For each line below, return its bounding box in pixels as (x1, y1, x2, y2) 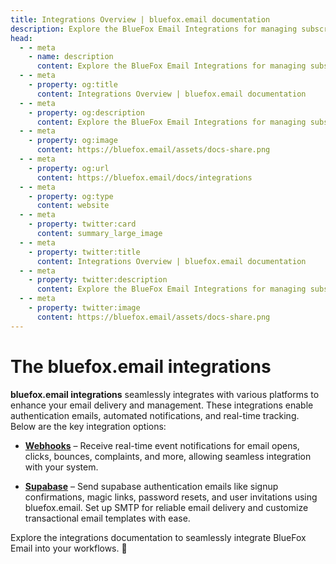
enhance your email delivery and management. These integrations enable (10, 399, 314, 411)
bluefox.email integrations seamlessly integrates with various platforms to (10, 388, 320, 400)
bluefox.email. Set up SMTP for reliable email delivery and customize (24, 501, 309, 513)
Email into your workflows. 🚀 (10, 542, 128, 554)
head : (10, 33, 33, 43)
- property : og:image (28, 136, 118, 146)
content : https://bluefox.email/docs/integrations (36, 172, 253, 183)
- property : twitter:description (28, 275, 168, 285)
